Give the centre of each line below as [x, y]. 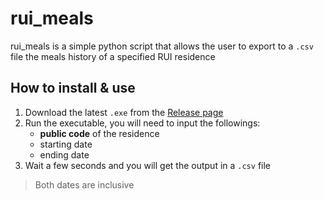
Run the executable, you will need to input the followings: [142, 123]
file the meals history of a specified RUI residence [113, 56]
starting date [66, 144]
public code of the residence [99, 133]
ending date [64, 154]
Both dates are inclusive [84, 184]
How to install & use [73, 88]
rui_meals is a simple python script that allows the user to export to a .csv [162, 46]
